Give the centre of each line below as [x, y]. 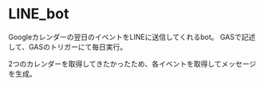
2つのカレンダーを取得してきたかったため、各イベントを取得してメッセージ [132, 64]
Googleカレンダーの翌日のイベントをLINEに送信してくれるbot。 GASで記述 [132, 37]
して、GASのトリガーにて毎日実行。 [68, 47]
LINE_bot [39, 14]
